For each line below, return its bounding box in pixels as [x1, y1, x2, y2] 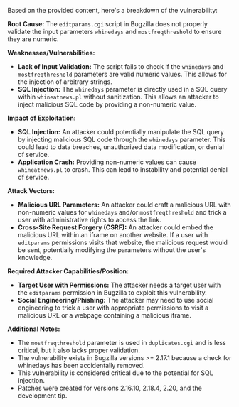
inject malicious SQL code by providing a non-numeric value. [17, 100, 197, 109]
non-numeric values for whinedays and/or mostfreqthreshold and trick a [17, 208, 227, 216]
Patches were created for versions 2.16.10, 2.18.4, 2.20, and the [17, 384, 203, 392]
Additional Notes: [7, 325, 60, 333]
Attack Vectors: [7, 187, 55, 195]
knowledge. [17, 254, 53, 261]
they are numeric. [7, 35, 59, 43]
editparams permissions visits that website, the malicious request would [17, 238, 228, 246]
